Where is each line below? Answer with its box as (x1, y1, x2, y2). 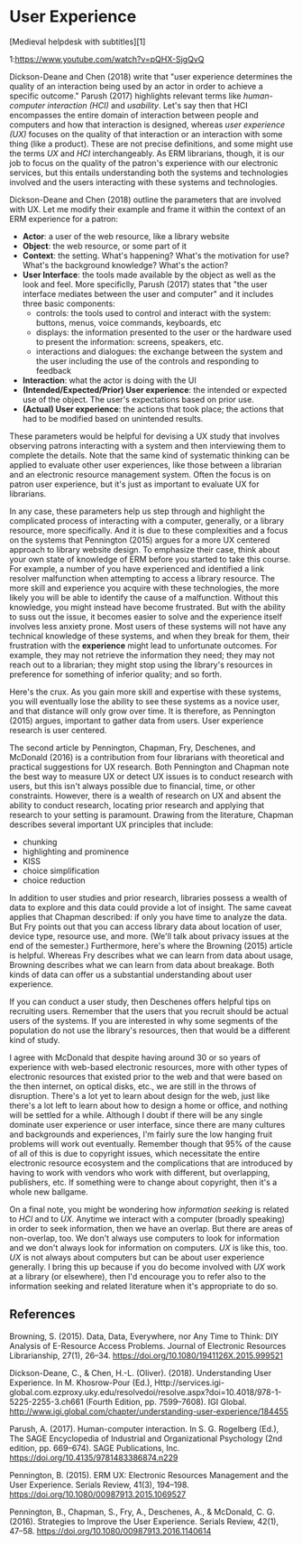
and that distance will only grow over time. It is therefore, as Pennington (9, 705, 277, 716)
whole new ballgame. (9, 1186, 88, 1197)
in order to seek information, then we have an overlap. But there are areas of (9, 1223, 293, 1233)
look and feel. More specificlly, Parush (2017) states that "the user (22, 278, 268, 290)
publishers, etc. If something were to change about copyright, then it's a (9, 1177, 278, 1187)
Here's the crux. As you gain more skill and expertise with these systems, (9, 686, 282, 697)
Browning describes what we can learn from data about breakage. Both (9, 959, 275, 970)
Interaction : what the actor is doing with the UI (22, 375, 197, 386)
